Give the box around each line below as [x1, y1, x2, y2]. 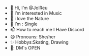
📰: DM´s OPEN [10, 45, 41, 50]
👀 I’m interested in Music [10, 10, 62, 16]
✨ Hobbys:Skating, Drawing [10, 39, 69, 45]
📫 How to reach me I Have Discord [10, 27, 84, 32]
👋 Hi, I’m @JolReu [10, 5, 48, 11]
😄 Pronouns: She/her [10, 34, 56, 40]
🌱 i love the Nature [10, 16, 49, 21]
